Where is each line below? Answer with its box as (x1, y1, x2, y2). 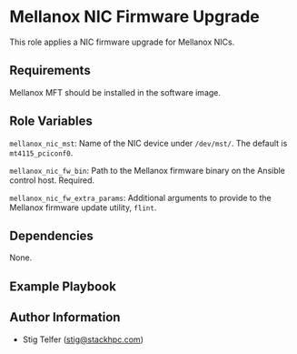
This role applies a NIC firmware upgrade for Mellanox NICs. (9, 36, 235, 47)
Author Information (9, 309, 121, 325)
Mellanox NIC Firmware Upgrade (9, 6, 261, 27)
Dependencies (9, 228, 94, 243)
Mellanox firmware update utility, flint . (9, 202, 157, 213)
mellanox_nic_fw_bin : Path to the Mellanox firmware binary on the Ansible (9, 165, 286, 176)
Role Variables (9, 114, 93, 129)
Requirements (9, 63, 91, 78)
